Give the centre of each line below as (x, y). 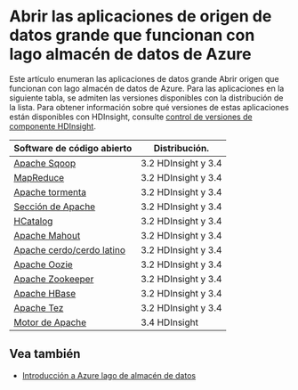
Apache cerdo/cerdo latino (70, 249)
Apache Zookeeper (54, 279)
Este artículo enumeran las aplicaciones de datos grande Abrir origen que (144, 78)
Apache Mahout (47, 235)
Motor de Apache (50, 322)
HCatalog (33, 221)
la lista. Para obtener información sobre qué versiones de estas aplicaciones (149, 107)
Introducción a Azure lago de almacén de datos (109, 375)
